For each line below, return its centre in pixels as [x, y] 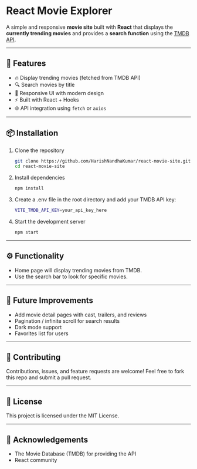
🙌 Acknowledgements [47, 439]
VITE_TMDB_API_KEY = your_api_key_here [61, 210]
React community [36, 460]
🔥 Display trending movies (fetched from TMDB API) [77, 77]
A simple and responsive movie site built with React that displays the [89, 27]
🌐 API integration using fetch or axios [60, 108]
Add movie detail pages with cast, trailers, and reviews [81, 315]
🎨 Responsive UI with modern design [59, 93]
